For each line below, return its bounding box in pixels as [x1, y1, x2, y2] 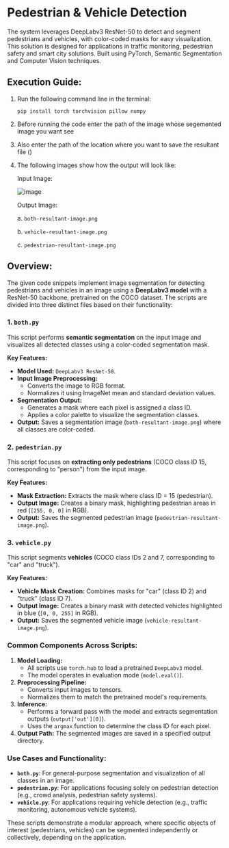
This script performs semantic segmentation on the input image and [7, 333, 202, 341]
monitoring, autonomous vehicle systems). [16, 806, 137, 814]
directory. [16, 736, 44, 745]
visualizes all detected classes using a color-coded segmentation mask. [7, 340, 210, 349]
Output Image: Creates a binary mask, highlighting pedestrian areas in [16, 499, 217, 508]
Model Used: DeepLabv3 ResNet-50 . [16, 366, 116, 375]
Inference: [16, 700, 48, 708]
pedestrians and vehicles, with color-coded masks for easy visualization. [7, 34, 213, 42]
